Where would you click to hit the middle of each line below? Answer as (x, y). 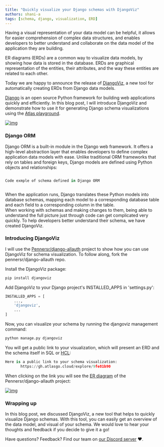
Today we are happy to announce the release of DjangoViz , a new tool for (79, 83)
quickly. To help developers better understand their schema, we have (75, 220)
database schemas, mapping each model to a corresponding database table (82, 199)
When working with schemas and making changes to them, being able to (79, 210)
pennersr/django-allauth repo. (36, 259)
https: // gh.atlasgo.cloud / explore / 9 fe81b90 (66, 366)
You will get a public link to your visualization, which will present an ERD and (82, 347)
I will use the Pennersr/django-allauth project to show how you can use (77, 249)
